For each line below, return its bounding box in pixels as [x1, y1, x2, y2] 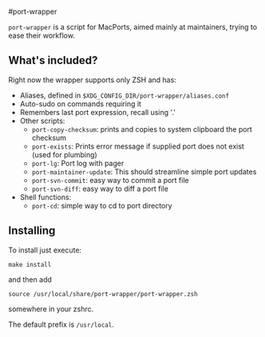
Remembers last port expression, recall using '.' [19, 107, 176, 117]
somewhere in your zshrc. [8, 303, 94, 314]
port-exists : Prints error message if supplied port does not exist [31, 141, 245, 151]
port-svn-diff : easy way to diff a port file [31, 184, 169, 193]
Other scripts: [19, 116, 65, 125]
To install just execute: [8, 245, 82, 255]
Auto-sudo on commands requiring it [19, 99, 142, 109]
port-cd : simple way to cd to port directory [31, 200, 173, 210]
